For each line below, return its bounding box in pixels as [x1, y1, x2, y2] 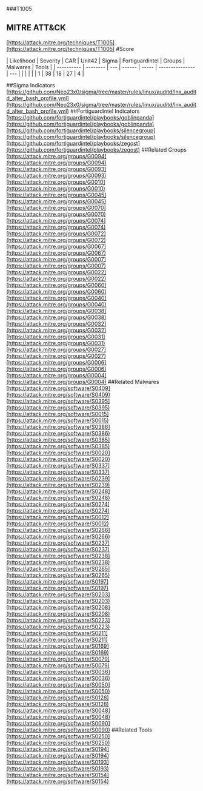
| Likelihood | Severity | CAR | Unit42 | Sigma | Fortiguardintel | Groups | [6, 57, 185, 64]
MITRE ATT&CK [6, 22, 66, 33]
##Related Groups [141, 146, 187, 153]
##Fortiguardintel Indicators [70, 107, 140, 115]
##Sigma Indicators [6, 81, 56, 89]
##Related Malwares [108, 378, 159, 385]
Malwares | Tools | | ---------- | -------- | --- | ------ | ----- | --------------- [6, 63, 196, 70]
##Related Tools [111, 726, 153, 733]
